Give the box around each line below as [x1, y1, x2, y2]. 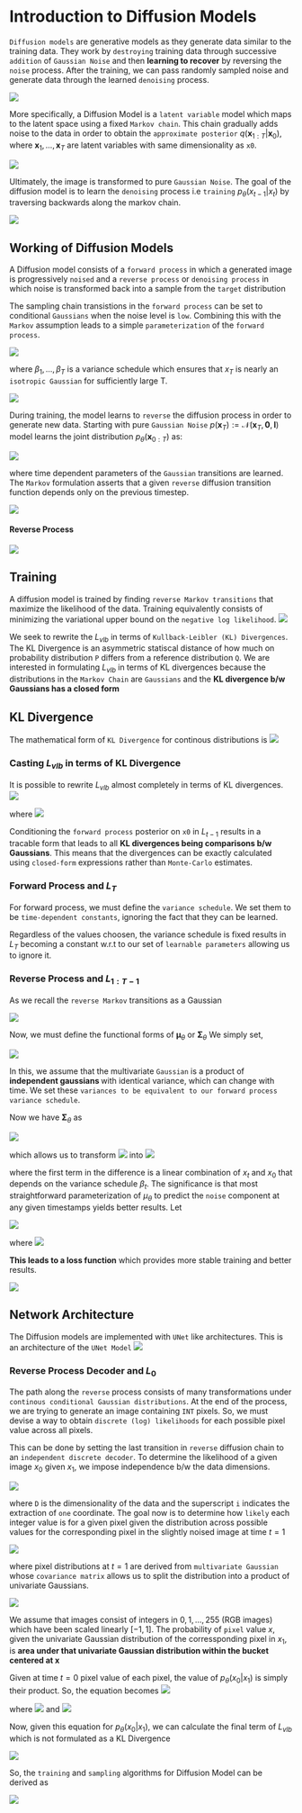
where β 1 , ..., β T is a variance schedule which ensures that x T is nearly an [9, 364, 279, 376]
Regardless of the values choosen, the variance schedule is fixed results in [9, 929, 287, 940]
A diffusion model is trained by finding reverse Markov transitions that [9, 593, 274, 604]
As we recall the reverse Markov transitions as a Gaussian [9, 995, 222, 1006]
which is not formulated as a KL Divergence [9, 1733, 171, 1744]
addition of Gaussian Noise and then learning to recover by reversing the [9, 55, 282, 66]
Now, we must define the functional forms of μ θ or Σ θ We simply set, [9, 1029, 263, 1042]
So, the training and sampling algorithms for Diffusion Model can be [9, 1767, 263, 1778]
